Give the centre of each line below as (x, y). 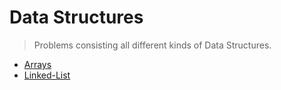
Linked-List (47, 75)
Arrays (37, 64)
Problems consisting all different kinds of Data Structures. (152, 45)
